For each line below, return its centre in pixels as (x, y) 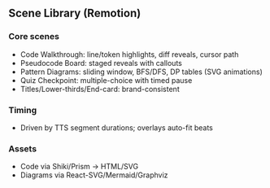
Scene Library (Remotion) (75, 13)
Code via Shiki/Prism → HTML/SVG (79, 167)
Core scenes (34, 37)
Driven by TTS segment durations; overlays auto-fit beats (116, 127)
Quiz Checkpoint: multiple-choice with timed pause (106, 80)
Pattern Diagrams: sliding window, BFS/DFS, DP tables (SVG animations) (141, 72)
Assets (23, 148)
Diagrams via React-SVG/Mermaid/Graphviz (94, 175)
